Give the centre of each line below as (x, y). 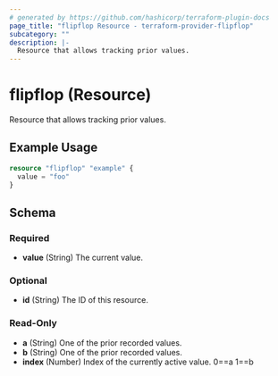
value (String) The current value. (83, 258)
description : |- (39, 42)
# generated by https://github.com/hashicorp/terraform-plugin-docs (139, 17)
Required (29, 238)
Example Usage (54, 148)
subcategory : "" (39, 34)
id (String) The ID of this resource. (85, 300)
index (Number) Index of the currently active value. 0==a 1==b (138, 362)
